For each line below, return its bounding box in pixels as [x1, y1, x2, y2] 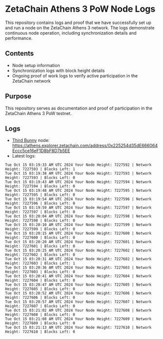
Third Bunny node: [12, 137, 50, 143]
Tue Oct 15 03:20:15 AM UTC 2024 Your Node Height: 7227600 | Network [5, 231, 152, 236]
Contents [5, 49, 34, 58]
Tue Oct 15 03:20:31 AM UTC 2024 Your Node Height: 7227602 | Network [5, 257, 152, 262]
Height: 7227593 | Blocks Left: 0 [5, 175, 76, 181]
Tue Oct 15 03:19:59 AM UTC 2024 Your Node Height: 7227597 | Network [5, 205, 152, 210]
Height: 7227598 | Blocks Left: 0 [5, 218, 76, 223]
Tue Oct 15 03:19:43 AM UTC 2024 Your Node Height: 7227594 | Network [5, 180, 152, 184]
